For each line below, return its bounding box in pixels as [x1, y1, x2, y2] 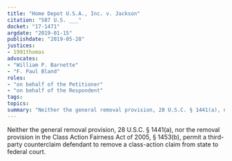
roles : [7, 74, 26, 82]
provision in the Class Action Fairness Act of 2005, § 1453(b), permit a [7, 133, 207, 141]
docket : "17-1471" [7, 23, 60, 30]
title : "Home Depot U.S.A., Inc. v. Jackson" [7, 10, 140, 17]
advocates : [7, 55, 39, 62]
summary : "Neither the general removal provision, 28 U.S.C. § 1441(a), [7, 106, 221, 113]
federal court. [7, 147, 46, 155]
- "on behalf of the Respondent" [7, 87, 104, 94]
